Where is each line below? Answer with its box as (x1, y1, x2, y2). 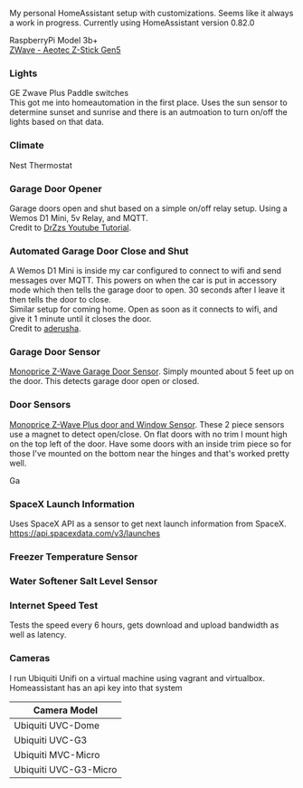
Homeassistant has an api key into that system (9, 682, 183, 693)
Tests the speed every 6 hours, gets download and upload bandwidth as (9, 620, 279, 630)
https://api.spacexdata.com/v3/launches (9, 528, 161, 539)
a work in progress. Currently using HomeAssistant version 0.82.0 (9, 17, 255, 28)
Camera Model (33, 704, 98, 716)
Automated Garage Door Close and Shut (9, 245, 189, 257)
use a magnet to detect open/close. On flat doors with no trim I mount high (9, 428, 288, 439)
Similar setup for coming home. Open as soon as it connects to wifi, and (9, 303, 278, 315)
